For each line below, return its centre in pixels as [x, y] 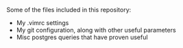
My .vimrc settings [42, 23]
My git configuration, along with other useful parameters [96, 30]
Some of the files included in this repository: [69, 10]
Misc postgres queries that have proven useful [82, 37]
